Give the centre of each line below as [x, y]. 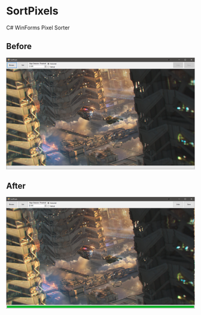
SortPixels [32, 11]
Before [19, 46]
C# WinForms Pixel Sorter [38, 28]
